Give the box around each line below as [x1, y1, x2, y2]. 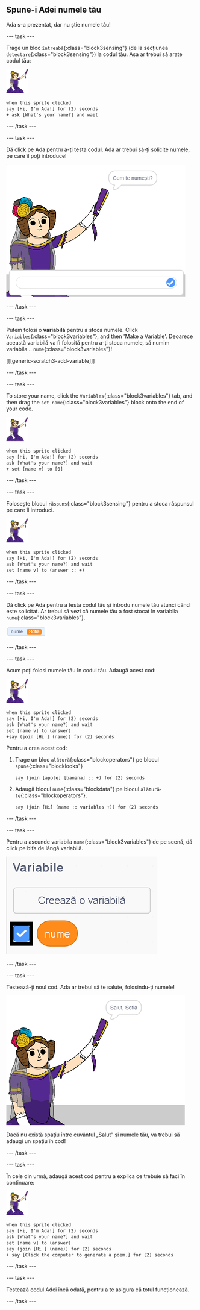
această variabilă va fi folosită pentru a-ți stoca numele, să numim [6, 339, 170, 346]
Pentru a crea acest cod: [6, 744, 67, 751]
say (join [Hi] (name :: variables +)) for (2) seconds [14, 804, 158, 810]
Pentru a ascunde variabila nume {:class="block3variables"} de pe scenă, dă [6, 838, 193, 845]
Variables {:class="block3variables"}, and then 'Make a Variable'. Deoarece [6, 333, 193, 340]
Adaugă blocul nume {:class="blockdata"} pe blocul [14, 785, 140, 792]
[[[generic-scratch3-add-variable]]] [6, 357, 95, 364]
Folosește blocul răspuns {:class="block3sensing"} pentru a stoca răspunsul [6, 500, 194, 507]
